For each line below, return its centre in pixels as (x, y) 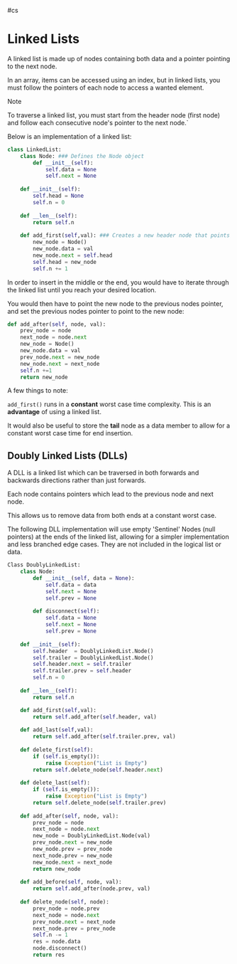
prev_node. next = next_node (74, 922)
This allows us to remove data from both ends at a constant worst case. (112, 516)
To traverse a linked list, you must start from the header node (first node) (114, 115)
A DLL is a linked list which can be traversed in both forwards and (103, 473)
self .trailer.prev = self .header (82, 671)
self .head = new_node (65, 262)
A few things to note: (38, 391)
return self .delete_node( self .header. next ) (98, 770)
